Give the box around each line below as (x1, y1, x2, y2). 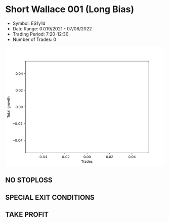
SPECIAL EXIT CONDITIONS (5, 193, 95, 202)
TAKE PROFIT (5, 210, 49, 219)
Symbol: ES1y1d (12, 20, 46, 26)
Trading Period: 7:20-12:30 (12, 31, 69, 37)
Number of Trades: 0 (12, 36, 57, 42)
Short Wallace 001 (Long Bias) (5, 4, 135, 15)
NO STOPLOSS (5, 176, 53, 185)
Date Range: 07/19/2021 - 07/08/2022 (12, 25, 92, 31)
